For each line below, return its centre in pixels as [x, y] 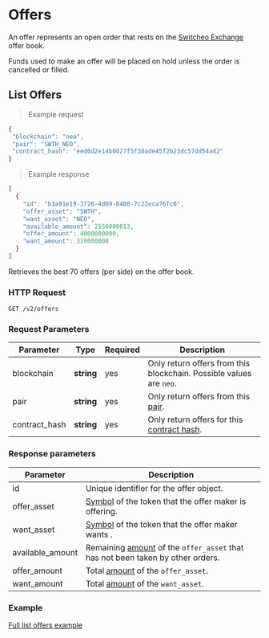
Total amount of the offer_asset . [147, 571]
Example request [56, 114]
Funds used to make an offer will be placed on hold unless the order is [124, 61]
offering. [101, 511]
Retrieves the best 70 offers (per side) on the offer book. [101, 272]
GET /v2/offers [34, 309]
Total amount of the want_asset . [145, 583]
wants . [99, 534]
